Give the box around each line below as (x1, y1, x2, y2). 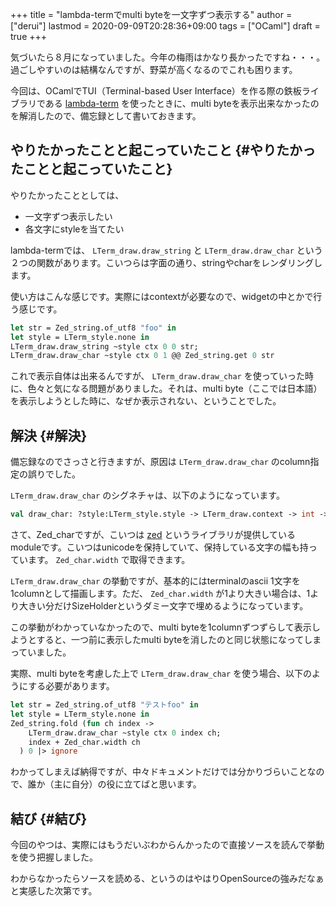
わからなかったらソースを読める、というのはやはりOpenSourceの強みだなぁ (10, 873, 325, 885)
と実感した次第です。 (10, 885, 98, 897)
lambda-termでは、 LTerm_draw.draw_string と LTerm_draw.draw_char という (10, 244, 323, 256)
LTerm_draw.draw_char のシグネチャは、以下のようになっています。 (10, 489, 285, 502)
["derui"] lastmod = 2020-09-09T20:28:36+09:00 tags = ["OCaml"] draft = (10, 20, 321, 32)
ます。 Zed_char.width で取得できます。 (27, 554, 191, 565)
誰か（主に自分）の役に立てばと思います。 (27, 778, 202, 790)
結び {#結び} (10, 810, 88, 827)
